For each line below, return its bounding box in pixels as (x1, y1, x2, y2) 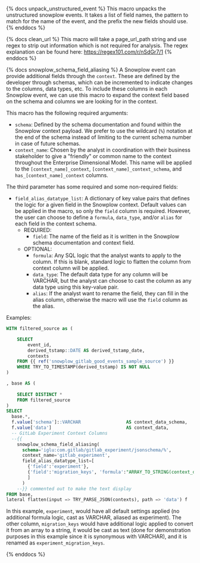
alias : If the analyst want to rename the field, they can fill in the (32, 290, 189, 297)
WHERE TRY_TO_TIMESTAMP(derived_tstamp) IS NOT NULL (17, 364, 151, 370)
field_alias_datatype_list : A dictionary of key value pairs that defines (14, 195, 190, 202)
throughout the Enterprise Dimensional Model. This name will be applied (14, 159, 192, 166)
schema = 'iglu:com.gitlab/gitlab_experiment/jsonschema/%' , (21, 447, 171, 453)
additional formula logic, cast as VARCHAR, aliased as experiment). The (6, 514, 182, 521)
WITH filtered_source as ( (6, 326, 73, 332)
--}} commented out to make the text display (17, 485, 132, 491)
